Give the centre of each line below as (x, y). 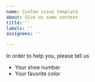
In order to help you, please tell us (48, 56)
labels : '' (20, 28)
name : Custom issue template (42, 12)
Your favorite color (37, 74)
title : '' (18, 23)
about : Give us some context (42, 17)
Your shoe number (37, 67)
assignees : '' (24, 34)
